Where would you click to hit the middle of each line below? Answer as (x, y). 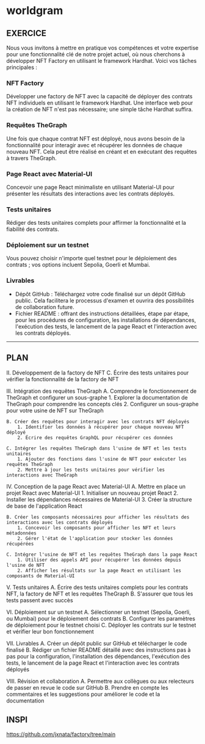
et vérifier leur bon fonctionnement (50, 631)
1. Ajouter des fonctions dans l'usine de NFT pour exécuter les (102, 459)
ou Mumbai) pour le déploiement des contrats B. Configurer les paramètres (101, 618)
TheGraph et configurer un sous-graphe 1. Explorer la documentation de (97, 397)
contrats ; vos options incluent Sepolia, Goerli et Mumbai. (78, 265)
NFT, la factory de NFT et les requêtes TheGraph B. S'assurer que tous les (100, 594)
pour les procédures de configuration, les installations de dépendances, (106, 320)
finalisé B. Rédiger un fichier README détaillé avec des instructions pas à (99, 650)
